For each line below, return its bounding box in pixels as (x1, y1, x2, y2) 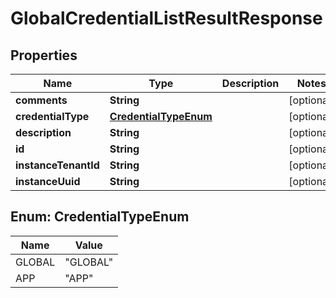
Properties (10, 47, 78, 64)
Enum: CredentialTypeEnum (10, 208, 190, 226)
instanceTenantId (15, 158, 100, 172)
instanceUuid (15, 175, 81, 188)
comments (15, 93, 68, 107)
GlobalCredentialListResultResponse (10, 7, 323, 30)
